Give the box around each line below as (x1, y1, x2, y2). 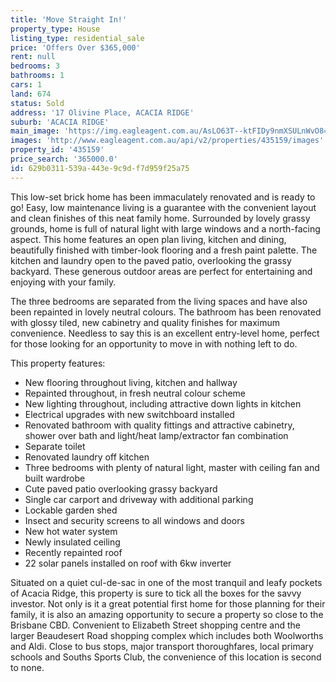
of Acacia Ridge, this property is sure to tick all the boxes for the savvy (10, 587, 302, 599)
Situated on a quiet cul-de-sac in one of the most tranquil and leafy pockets (10, 576, 323, 588)
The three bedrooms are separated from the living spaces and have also (10, 295, 308, 307)
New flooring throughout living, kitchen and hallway (24, 376, 238, 388)
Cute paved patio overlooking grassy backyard (24, 482, 218, 495)
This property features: (10, 357, 106, 369)
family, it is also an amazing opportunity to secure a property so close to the (10, 608, 324, 620)
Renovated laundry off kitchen (24, 451, 150, 463)
